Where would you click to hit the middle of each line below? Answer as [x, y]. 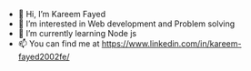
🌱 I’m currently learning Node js [77, 33]
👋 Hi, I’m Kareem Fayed [62, 14]
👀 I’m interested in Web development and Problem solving [126, 24]
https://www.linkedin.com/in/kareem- [171, 44]
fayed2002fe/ [44, 56]
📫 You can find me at [59, 44]
